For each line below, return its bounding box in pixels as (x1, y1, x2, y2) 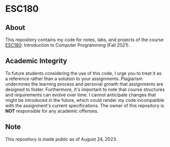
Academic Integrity (5, 57, 67, 65)
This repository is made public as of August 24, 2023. (5, 136, 117, 142)
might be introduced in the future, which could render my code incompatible (5, 97, 164, 103)
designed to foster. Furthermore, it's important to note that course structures (5, 86, 165, 92)
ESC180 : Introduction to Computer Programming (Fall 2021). (5, 42, 130, 48)
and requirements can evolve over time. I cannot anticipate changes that (5, 92, 156, 98)
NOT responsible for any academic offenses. (5, 107, 99, 114)
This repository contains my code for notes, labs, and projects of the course (5, 36, 164, 43)
